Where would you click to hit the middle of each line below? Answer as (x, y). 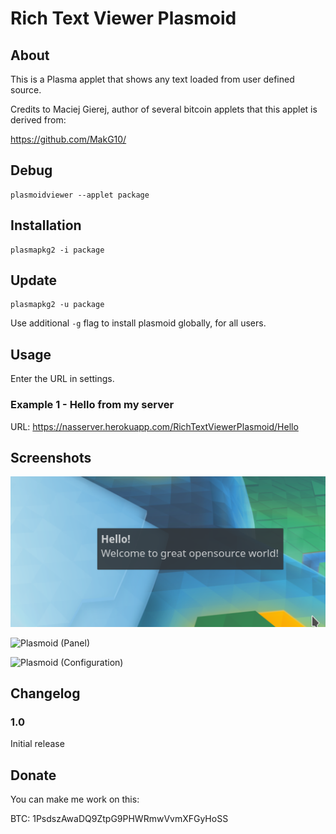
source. (26, 90)
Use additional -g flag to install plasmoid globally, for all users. (138, 323)
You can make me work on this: (75, 799)
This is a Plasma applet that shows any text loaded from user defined (152, 79)
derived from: (38, 120)
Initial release (37, 744)
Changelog (45, 693)
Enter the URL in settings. (62, 379)
